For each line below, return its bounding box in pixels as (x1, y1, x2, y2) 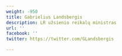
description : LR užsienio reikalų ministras (6, 19, 117, 25)
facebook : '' (6, 31, 38, 37)
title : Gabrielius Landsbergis (6, 14, 83, 20)
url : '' (6, 25, 25, 31)
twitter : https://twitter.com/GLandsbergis (6, 36, 114, 42)
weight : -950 (6, 8, 38, 15)
